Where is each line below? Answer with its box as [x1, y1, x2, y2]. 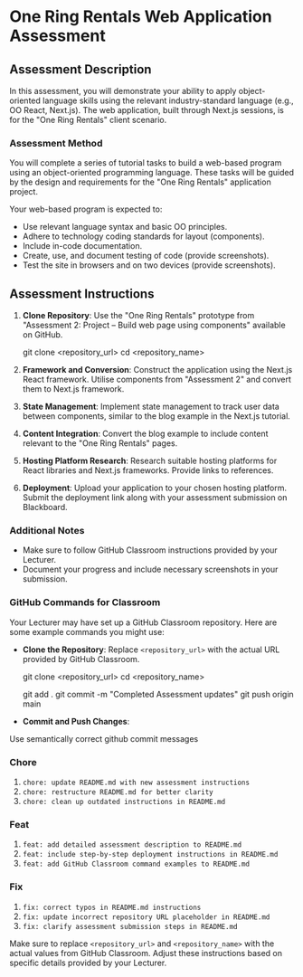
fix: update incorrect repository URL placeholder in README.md [22, 912, 270, 922]
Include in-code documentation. [22, 241, 143, 251]
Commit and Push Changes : [22, 716, 130, 726]
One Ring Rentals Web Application [9, 6, 273, 27]
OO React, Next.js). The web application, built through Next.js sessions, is [9, 105, 285, 115]
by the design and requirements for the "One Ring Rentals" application [9, 176, 271, 187]
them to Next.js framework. [22, 384, 125, 394]
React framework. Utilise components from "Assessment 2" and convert [22, 374, 292, 385]
